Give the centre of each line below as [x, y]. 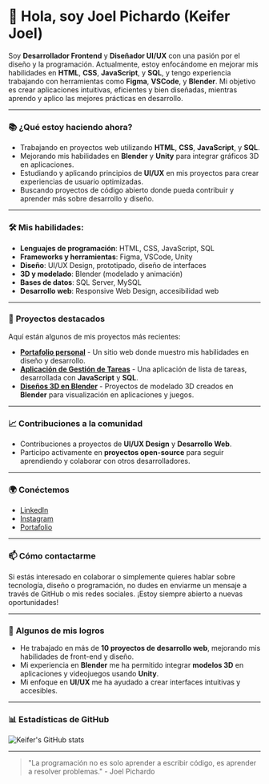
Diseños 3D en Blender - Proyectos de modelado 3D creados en [126, 386]
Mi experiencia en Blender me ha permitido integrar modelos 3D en [132, 665]
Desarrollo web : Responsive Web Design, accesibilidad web [119, 290]
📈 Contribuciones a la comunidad [76, 423]
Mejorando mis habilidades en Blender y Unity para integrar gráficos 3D [139, 156]
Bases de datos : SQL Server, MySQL [80, 282]
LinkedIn [34, 510]
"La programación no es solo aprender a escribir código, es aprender [142, 763]
